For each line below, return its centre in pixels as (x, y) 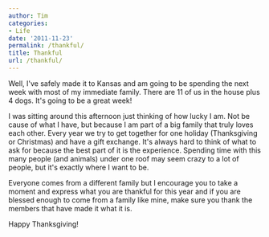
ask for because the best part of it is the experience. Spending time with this (134, 150)
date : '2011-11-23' (41, 38)
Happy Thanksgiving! (43, 224)
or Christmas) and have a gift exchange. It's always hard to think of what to (132, 141)
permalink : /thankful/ (46, 46)
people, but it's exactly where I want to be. (79, 167)
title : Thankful (35, 53)
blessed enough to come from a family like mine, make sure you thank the (130, 200)
